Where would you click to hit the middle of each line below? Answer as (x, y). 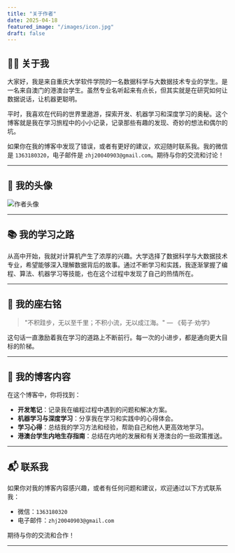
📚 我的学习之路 (41, 235)
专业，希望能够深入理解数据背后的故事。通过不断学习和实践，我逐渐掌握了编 (117, 265)
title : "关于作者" (32, 14)
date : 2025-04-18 (33, 20)
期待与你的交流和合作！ (41, 535)
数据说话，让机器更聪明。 (44, 99)
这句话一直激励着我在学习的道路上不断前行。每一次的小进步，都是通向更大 (114, 337)
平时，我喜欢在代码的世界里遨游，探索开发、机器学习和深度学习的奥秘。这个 (117, 114)
